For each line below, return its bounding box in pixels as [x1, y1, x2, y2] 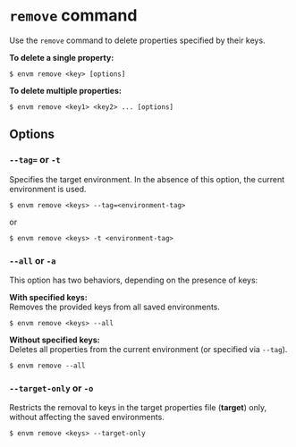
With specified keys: [9, 291, 88, 302]
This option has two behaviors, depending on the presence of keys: [9, 274, 258, 285]
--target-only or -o [9, 382, 94, 394]
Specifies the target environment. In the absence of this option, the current [9, 173, 285, 184]
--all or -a [9, 254, 56, 266]
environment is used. [9, 183, 87, 194]
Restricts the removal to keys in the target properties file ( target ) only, [9, 402, 266, 413]
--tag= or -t [9, 154, 61, 166]
